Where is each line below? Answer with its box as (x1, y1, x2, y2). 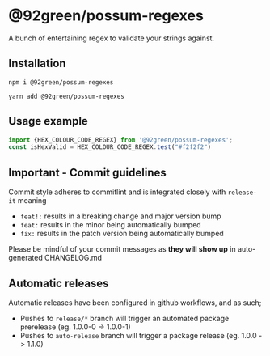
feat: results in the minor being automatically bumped (19, 220, 201, 230)
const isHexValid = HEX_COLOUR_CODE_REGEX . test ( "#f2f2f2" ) (8, 143, 212, 151)
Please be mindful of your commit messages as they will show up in (8, 244, 236, 254)
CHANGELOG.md (44, 253, 103, 263)
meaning (17, 196, 47, 206)
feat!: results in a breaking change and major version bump (19, 211, 221, 221)
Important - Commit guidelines (8, 165, 167, 180)
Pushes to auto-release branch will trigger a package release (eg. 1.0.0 (19, 330, 257, 340)
